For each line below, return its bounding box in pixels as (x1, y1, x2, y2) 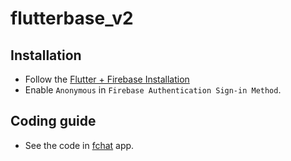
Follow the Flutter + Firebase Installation (24, 73, 190, 85)
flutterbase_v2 (10, 7, 134, 30)
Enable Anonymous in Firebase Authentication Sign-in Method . (24, 84, 282, 96)
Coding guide (10, 113, 97, 130)
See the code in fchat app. (24, 139, 135, 151)
